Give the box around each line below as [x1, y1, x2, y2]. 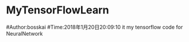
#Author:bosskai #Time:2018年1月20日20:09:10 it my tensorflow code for [6, 23, 183, 30]
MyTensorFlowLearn [6, 3, 110, 17]
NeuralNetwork [6, 30, 43, 37]
